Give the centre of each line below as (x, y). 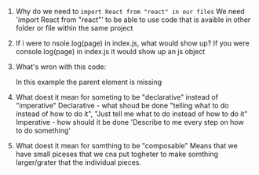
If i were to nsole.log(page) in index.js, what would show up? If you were (132, 43)
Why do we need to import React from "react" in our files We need (130, 11)
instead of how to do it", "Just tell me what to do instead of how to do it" (131, 114)
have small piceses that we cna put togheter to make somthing (117, 154)
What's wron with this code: (61, 67)
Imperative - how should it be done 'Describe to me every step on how (130, 122)
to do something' (43, 130)
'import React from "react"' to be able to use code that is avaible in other (133, 20)
